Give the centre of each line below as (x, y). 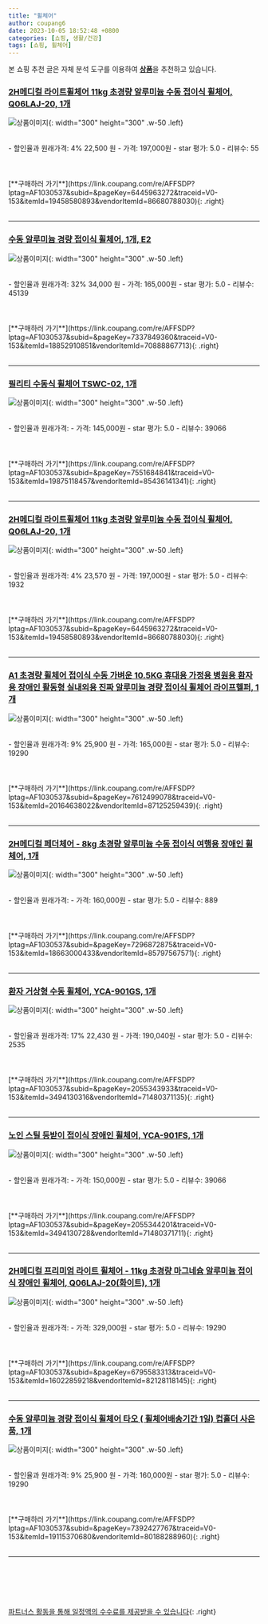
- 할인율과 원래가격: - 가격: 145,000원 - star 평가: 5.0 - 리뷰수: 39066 (118, 428)
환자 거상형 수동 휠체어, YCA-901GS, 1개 (82, 991)
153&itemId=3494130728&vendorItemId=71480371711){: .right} (111, 1233)
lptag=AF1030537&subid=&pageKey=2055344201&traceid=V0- (112, 1224)
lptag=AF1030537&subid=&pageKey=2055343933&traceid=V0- (113, 1089)
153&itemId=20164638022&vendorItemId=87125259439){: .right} (116, 806)
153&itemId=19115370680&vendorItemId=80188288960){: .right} (114, 1537)
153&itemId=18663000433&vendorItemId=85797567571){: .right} (115, 953)
